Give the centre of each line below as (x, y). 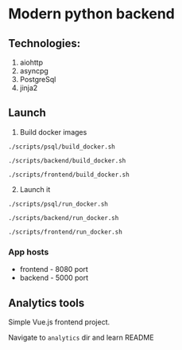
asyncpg (34, 71)
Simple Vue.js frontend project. (59, 322)
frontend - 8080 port (54, 269)
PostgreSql (38, 79)
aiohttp (31, 62)
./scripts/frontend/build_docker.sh (69, 175)
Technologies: (45, 43)
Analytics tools (46, 303)
